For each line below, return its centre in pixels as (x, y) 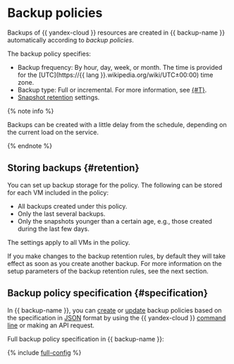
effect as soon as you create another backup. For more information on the (115, 263)
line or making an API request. (51, 325)
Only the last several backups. (61, 214)
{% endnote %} (30, 145)
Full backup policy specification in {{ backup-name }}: (86, 339)
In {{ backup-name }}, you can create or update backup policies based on (115, 310)
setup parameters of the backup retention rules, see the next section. (108, 271)
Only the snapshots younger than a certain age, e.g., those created (115, 221)
